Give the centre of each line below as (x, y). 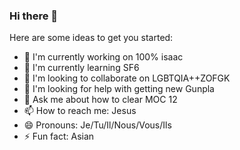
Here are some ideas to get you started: (91, 38)
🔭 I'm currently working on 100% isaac (103, 57)
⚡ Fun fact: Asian (59, 136)
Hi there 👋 (34, 16)
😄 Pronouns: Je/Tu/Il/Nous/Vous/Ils (97, 125)
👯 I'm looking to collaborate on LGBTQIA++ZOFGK (127, 78)
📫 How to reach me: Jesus (80, 111)
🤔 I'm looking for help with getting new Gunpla (119, 89)
